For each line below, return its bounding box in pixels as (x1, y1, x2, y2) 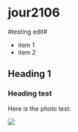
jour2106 (8, 5, 61, 21)
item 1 (17, 41, 35, 49)
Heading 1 (8, 68, 51, 80)
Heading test (8, 89, 52, 98)
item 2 (17, 48, 37, 56)
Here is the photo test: (8, 104, 72, 113)
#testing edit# (8, 27, 48, 36)
